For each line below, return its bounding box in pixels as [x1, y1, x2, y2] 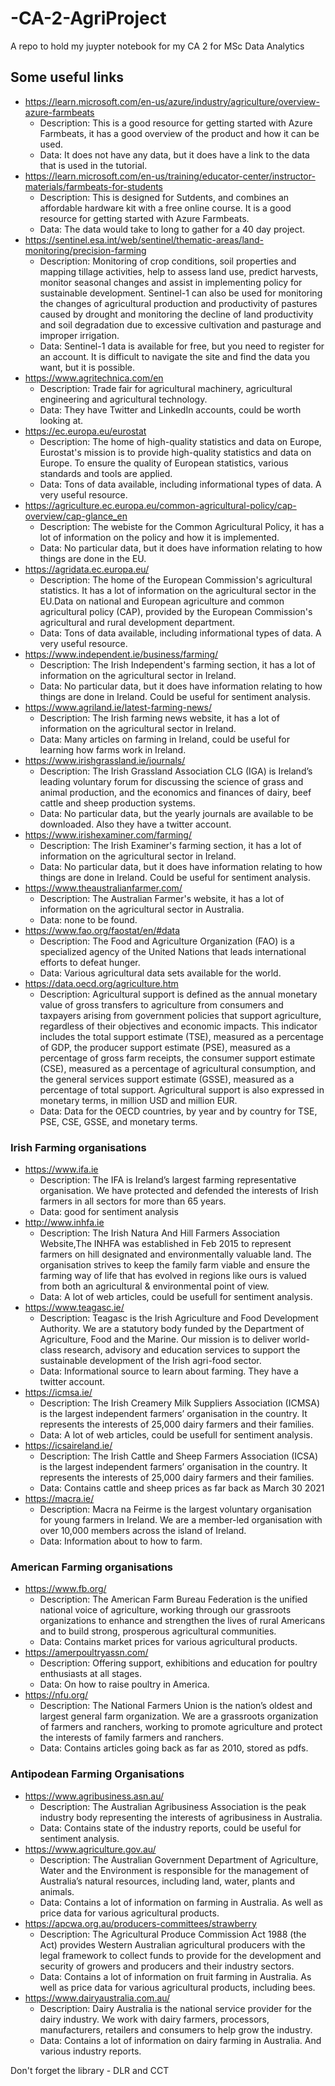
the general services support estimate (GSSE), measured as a [39, 1073, 295, 1085]
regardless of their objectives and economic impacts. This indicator [39, 1020, 318, 1032]
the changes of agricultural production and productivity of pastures [39, 297, 318, 309]
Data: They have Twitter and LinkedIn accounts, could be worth [39, 403, 302, 416]
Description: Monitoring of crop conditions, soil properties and [39, 255, 297, 267]
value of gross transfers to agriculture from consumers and [39, 998, 284, 1011]
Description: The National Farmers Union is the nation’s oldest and [39, 1700, 313, 1712]
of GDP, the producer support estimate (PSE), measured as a [39, 1041, 291, 1053]
